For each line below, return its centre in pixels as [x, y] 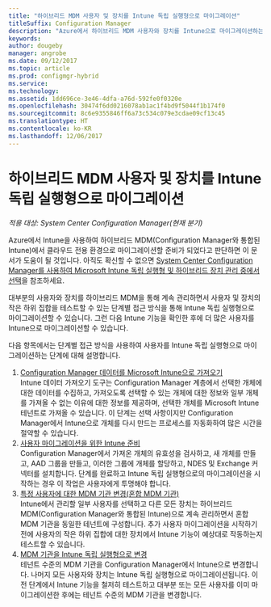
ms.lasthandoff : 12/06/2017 [56, 136]
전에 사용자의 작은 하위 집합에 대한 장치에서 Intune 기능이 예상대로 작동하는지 [141, 533]
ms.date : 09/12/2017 [43, 61]
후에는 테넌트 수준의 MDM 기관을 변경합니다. [132, 594]
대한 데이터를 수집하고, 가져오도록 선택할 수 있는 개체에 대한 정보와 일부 [132, 392]
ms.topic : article [39, 69]
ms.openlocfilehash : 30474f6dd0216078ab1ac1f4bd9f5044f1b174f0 [117, 106]
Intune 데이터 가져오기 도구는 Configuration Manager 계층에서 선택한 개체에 [141, 382]
